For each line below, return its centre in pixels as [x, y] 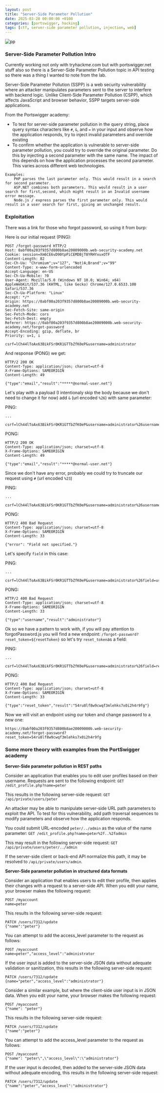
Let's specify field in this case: [37, 553]
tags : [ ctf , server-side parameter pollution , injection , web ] [71, 28]
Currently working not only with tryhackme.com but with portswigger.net [78, 65]
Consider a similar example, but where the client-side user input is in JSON [81, 991]
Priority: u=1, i [23, 335]
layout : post [18, 10]
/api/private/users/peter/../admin [41, 848]
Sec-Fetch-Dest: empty [28, 318]
